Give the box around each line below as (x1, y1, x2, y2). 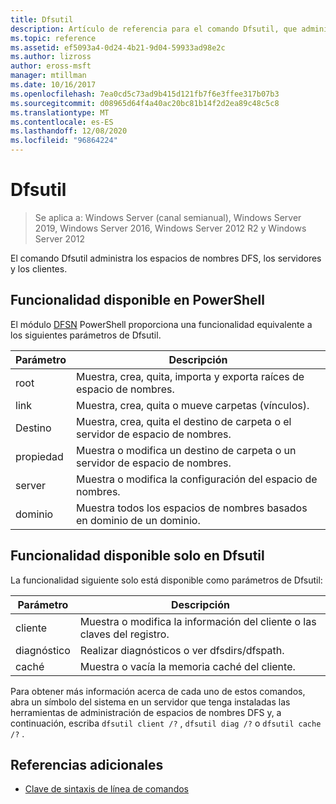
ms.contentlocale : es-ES (10, 117, 114, 127)
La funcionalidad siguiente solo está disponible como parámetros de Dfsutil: (10, 574, 323, 586)
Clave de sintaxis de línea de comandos (24, 783, 189, 795)
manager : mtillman (10, 71, 87, 81)
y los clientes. (10, 262, 68, 275)
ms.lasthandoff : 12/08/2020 (10, 126, 128, 136)
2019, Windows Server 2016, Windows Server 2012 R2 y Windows (34, 222, 307, 234)
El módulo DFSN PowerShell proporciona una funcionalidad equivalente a (10, 318, 313, 330)
